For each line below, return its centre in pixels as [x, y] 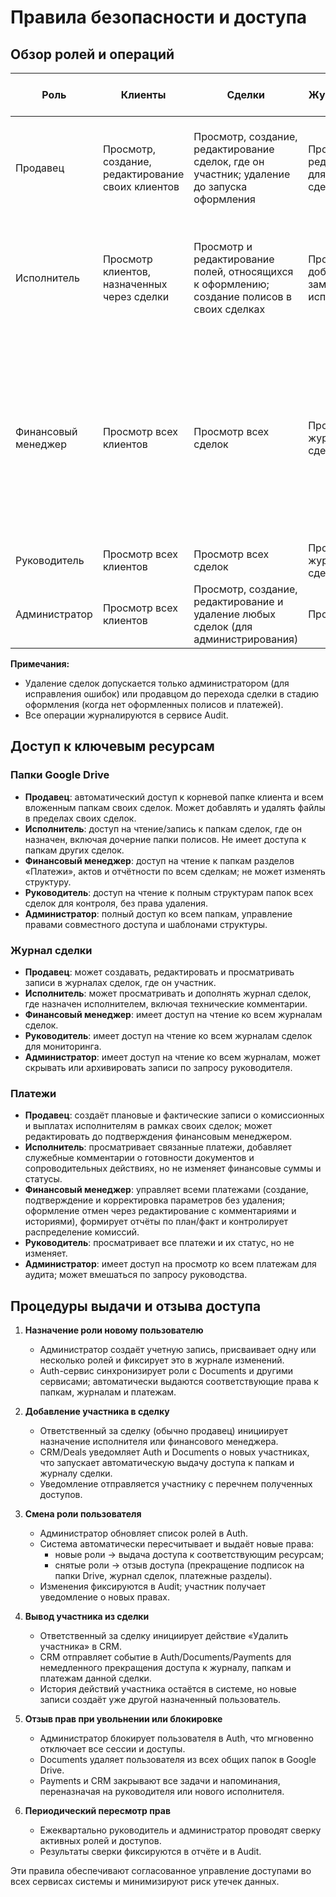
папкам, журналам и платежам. [108, 1392]
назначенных [135, 284]
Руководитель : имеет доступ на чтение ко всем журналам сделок [168, 1035]
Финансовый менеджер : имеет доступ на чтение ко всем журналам [173, 1014]
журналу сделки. [76, 1473]
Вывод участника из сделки [87, 1617]
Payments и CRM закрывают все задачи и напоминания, [160, 1781]
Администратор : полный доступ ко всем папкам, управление [158, 913]
